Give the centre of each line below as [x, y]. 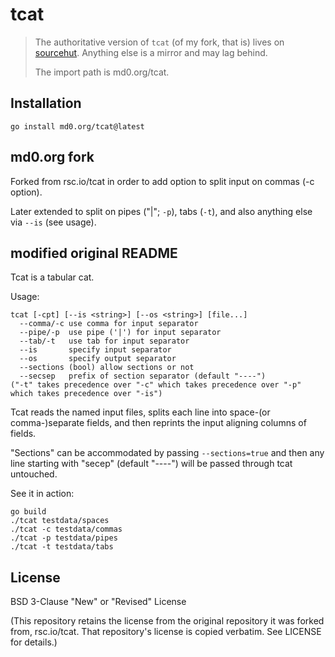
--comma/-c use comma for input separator [109, 324]
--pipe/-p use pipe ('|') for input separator [120, 333]
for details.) [34, 642]
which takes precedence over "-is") [86, 394]
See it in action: [42, 494]
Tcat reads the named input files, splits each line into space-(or [140, 412]
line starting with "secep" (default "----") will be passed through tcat [151, 464]
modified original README [94, 253]
